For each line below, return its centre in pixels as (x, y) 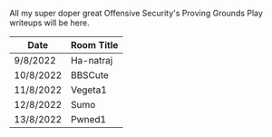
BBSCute (90, 75)
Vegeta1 (89, 90)
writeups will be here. (49, 23)
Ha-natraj (92, 60)
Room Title (95, 45)
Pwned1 (89, 119)
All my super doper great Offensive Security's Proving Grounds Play (136, 13)
